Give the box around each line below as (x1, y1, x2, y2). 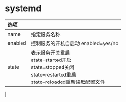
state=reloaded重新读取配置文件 (31, 79, 105, 85)
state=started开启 (31, 57, 72, 63)
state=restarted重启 (31, 71, 77, 78)
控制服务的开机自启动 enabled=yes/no (31, 40, 119, 47)
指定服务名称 (31, 31, 61, 38)
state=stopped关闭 (31, 64, 74, 71)
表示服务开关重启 (31, 49, 70, 56)
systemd (5, 3, 42, 14)
